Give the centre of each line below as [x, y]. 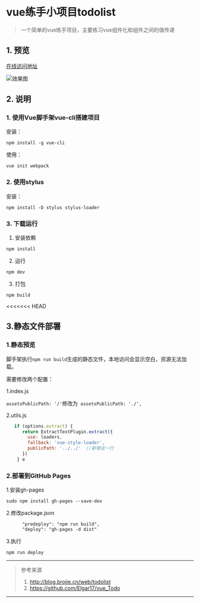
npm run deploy [25, 553]
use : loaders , [45, 437]
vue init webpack [28, 166]
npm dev [16, 272]
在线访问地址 [22, 66]
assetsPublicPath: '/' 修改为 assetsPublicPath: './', [74, 403]
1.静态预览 [21, 345]
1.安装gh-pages [25, 490]
